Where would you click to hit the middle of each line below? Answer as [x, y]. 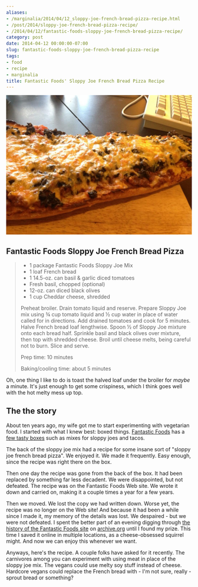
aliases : [17, 12]
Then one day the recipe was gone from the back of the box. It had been [94, 473]
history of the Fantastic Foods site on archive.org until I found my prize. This [98, 529]
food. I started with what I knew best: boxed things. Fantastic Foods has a [95, 431]
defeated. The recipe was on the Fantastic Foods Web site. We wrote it [92, 486]
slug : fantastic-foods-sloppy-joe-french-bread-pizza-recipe [83, 50]
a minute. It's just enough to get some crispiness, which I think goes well [94, 386]
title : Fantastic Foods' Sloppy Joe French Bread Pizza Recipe [85, 81]
